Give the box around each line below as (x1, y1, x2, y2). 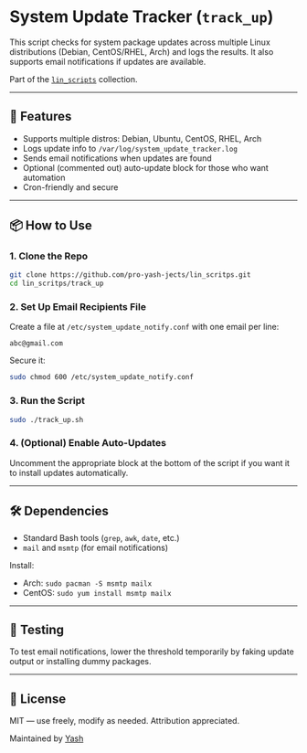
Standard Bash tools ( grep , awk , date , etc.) (22, 532, 180, 543)
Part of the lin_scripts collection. (9, 73, 138, 84)
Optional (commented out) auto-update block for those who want (22, 162, 270, 173)
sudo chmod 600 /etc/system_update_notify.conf (9, 373, 195, 382)
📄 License (9, 691, 67, 706)
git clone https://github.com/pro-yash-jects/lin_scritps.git (9, 270, 251, 280)
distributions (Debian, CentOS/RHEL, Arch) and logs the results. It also (9, 46, 274, 57)
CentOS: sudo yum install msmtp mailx (22, 587, 172, 598)
